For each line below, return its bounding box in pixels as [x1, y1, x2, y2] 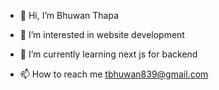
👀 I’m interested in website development [19, 29, 185, 40]
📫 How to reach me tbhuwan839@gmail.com [19, 68, 209, 80]
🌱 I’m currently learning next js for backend [19, 48, 198, 60]
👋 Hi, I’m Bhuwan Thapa [19, 10, 119, 21]
